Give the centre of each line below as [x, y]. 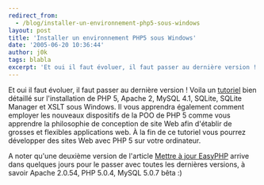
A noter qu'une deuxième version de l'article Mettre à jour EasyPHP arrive [129, 156]
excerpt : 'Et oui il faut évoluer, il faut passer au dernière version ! [133, 67]
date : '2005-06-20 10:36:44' [56, 45]
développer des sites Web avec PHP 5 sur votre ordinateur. [105, 141]
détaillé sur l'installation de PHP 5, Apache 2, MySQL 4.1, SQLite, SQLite [125, 98]
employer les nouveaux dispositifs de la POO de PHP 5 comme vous [120, 115]
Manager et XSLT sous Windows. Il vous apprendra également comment [126, 106]
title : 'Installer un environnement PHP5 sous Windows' [102, 38]
